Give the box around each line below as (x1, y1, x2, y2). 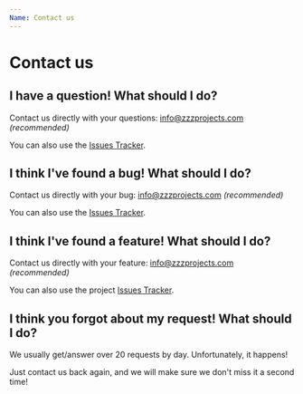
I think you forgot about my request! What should (9, 311, 292, 326)
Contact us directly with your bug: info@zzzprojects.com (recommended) (9, 189, 284, 200)
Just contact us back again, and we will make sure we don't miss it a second (9, 367, 295, 378)
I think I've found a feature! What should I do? (9, 233, 271, 249)
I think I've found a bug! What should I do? (9, 166, 251, 181)
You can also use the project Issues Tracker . (9, 284, 175, 295)
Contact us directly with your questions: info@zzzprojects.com (9, 112, 244, 123)
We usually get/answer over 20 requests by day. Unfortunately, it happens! (9, 350, 289, 360)
